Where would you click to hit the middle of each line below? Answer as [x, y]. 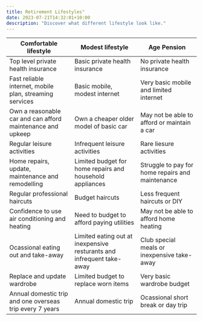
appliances [90, 184]
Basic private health [103, 61]
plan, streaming [31, 94]
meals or [153, 248]
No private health [165, 61]
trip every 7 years [34, 309]
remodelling [26, 184]
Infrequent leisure [100, 144]
